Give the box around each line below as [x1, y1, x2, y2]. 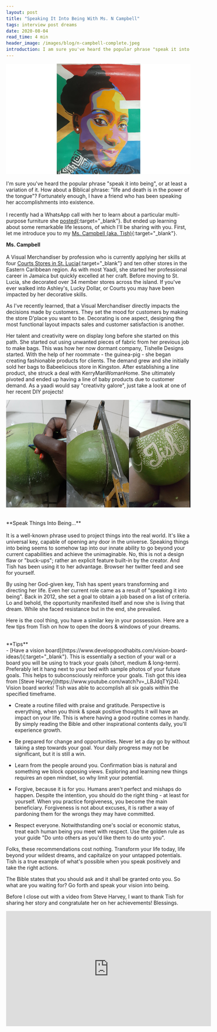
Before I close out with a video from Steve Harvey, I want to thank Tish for [6, 893, 184, 900]
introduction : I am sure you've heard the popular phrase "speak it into [6, 47, 190, 53]
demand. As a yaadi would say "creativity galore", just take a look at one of [6, 382, 187, 389]
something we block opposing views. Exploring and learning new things [14, 767, 188, 775]
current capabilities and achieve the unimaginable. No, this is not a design [6, 550, 184, 557]
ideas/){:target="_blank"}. [6, 653, 68, 660]
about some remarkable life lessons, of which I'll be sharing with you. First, [6, 224, 187, 231]
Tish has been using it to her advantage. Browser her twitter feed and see [6, 563, 184, 570]
